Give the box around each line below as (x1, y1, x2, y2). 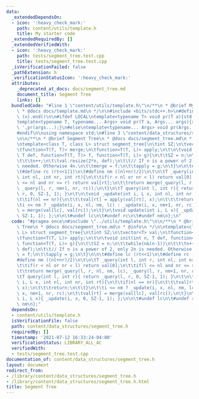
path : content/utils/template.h (17, 25, 97, 31)
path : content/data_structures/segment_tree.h (11, 323, 129, 330)
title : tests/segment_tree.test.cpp (17, 58, 108, 64)
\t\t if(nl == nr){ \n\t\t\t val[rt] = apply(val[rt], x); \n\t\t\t (17, 197, 179, 202)
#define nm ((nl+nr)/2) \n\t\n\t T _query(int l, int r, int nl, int (17, 257, 187, 263)
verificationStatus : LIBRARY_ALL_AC (11, 340, 102, 346)
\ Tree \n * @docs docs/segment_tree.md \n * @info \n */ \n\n (17, 224, 166, 230)
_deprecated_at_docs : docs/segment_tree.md (17, 86, 126, 92)
